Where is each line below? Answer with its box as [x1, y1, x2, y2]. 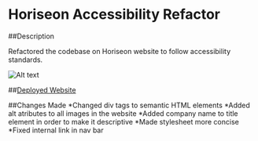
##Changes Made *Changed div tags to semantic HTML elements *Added [8, 100, 250, 110]
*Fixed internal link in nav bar [8, 125, 104, 135]
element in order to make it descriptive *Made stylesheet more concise [8, 117, 240, 126]
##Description [8, 31, 55, 41]
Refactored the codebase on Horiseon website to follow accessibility [8, 46, 231, 56]
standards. [8, 55, 43, 64]
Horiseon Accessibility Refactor [8, 5, 221, 23]
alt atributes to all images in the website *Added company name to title [8, 108, 238, 118]
